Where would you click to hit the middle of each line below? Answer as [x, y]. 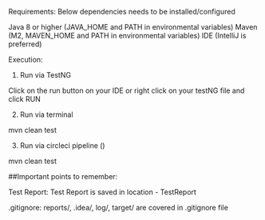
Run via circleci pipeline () [62, 146]
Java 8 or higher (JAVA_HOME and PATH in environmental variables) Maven [133, 27]
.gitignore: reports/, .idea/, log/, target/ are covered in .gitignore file [119, 208]
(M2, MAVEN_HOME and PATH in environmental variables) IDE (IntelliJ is [127, 36]
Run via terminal [46, 114]
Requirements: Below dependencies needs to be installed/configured [122, 12]
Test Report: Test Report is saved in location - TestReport [103, 192]
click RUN [25, 99]
